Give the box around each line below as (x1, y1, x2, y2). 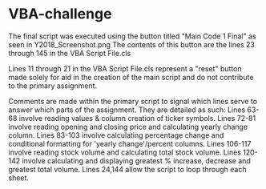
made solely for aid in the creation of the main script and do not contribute (8, 72, 254, 82)
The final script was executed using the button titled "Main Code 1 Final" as (8, 31, 256, 41)
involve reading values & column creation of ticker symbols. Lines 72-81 (18, 113, 256, 123)
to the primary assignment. (8, 81, 98, 90)
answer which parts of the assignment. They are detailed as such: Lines (8, 105, 246, 115)
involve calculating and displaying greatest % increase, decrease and (22, 155, 251, 165)
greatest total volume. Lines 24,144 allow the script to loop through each (8, 164, 247, 174)
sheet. (8, 173, 30, 183)
